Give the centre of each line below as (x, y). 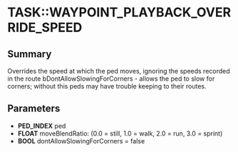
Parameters (34, 109)
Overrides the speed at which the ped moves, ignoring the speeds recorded (119, 71)
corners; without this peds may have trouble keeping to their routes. (107, 86)
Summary (30, 54)
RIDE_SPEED (45, 27)
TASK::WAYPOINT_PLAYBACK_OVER (119, 12)
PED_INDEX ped (42, 126)
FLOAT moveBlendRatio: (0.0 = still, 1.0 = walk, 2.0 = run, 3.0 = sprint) (120, 133)
